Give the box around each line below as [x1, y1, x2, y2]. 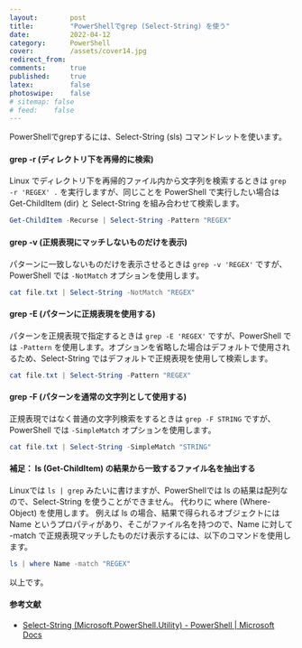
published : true [9, 72, 87, 81]
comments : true [9, 64, 87, 73]
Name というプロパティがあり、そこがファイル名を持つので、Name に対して [9, 518, 293, 529]
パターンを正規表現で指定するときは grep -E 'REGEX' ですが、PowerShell [9, 330, 282, 341]
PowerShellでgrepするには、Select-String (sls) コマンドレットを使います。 [9, 132, 287, 143]
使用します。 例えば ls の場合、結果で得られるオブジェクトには [46, 507, 280, 518]
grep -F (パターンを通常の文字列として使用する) [9, 392, 188, 403]
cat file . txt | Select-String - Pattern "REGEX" [9, 371, 192, 380]
